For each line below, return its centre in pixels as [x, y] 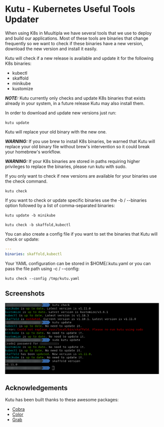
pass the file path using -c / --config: [42, 268]
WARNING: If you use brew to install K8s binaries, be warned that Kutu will [80, 141]
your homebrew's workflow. [33, 152]
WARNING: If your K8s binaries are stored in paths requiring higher [72, 161]
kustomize [22, 88]
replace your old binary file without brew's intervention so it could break [77, 146]
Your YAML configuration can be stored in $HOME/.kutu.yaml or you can [78, 263]
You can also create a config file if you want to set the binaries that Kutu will [81, 234]
